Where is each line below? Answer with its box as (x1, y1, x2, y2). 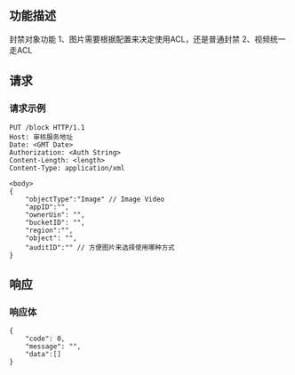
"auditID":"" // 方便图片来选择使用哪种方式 (25, 243, 175, 251)
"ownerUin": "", (25, 210, 86, 219)
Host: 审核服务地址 (9, 132, 74, 141)
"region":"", (25, 226, 74, 235)
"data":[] (25, 350, 62, 359)
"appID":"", (25, 203, 69, 211)
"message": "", (25, 342, 82, 351)
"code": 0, (25, 334, 66, 344)
